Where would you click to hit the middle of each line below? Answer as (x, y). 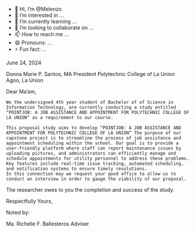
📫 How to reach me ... (41, 34)
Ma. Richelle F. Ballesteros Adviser (48, 224)
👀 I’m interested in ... (39, 15)
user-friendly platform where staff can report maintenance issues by (94, 148)
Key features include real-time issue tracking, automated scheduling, (95, 164)
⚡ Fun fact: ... (30, 49)
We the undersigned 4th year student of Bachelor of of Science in (90, 102)
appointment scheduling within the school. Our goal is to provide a (93, 143)
